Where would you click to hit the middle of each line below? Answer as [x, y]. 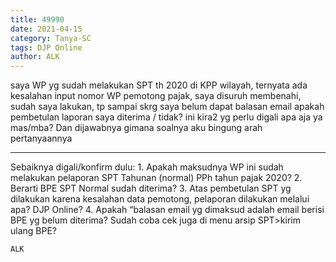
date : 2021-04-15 [46, 29]
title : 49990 [37, 19]
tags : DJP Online [46, 47]
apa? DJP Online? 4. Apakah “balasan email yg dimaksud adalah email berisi [167, 210]
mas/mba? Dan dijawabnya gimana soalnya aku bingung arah [136, 128]
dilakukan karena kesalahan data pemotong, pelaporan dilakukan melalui [160, 199]
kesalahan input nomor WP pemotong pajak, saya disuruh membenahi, [156, 96]
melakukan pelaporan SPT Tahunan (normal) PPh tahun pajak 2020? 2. [156, 178]
